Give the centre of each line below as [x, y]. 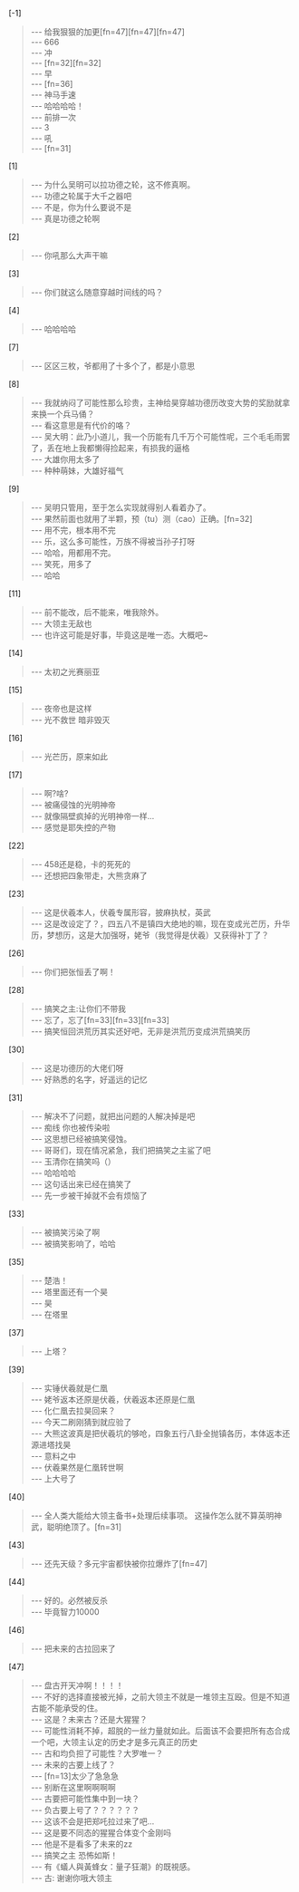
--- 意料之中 [53, 1456]
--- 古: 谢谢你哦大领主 [72, 1878]
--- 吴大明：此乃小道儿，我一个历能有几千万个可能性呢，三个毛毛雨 [156, 437]
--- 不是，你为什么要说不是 [81, 207]
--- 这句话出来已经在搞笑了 [81, 1184]
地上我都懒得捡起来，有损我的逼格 [126, 448]
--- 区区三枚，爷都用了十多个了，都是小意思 [113, 366]
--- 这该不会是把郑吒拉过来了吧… [92, 1821]
